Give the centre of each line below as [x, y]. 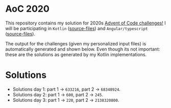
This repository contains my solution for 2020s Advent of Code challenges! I [86, 23]
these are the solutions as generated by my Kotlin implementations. [76, 55]
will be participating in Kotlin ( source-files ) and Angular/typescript [77, 28]
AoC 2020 [27, 9]
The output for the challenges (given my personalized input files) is [76, 43]
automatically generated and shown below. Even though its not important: [83, 49]
